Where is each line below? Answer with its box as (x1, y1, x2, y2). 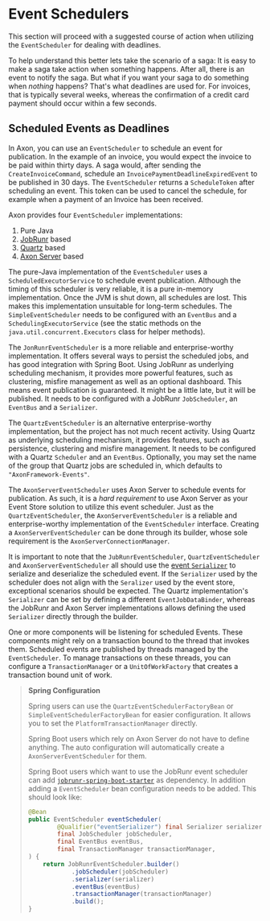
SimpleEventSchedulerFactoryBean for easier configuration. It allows (27, 709, 252, 719)
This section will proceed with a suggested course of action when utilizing (8, 31, 255, 41)
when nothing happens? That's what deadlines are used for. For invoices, (8, 81, 251, 91)
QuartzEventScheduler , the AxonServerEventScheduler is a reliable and (8, 510, 238, 520)
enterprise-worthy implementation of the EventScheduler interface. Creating (8, 518, 260, 528)
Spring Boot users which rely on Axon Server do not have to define (27, 733, 250, 743)
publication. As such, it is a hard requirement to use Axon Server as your (8, 493, 248, 503)
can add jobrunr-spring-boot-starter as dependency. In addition (27, 774, 247, 785)
